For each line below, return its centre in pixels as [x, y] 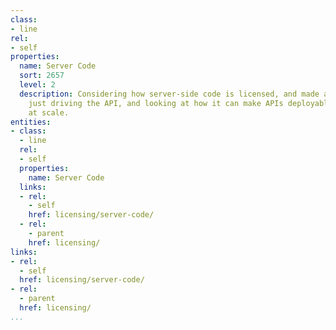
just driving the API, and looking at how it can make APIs [156, 103]
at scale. [49, 112]
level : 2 [37, 85]
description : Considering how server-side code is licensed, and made [169, 94]
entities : [31, 122]
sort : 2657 [42, 76]
